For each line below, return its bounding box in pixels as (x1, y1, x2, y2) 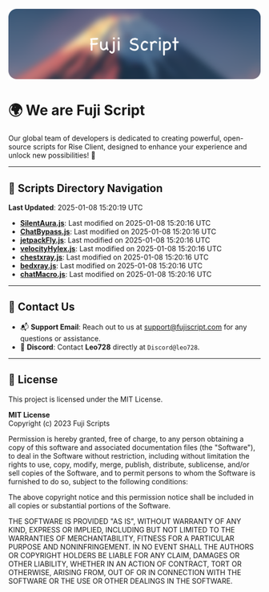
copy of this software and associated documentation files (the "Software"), (8, 443, 256, 452)
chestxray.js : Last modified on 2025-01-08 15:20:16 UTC (19, 252, 209, 262)
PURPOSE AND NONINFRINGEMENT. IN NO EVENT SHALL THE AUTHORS (8, 541, 255, 551)
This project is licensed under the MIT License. (8, 394, 163, 404)
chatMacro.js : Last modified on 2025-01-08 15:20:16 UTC (19, 270, 212, 280)
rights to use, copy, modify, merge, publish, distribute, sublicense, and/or (8, 459, 250, 469)
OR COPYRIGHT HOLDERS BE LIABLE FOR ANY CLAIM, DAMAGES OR (8, 550, 240, 560)
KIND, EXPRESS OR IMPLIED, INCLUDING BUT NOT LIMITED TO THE (8, 525, 235, 534)
